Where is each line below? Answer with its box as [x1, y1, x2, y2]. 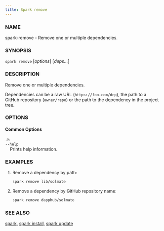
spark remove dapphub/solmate [12, 197, 75, 202]
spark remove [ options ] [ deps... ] [5, 58, 70, 64]
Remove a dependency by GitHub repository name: [12, 188, 117, 194]
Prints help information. [9, 146, 58, 152]
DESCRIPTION [5, 71, 40, 77]
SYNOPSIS [5, 47, 32, 54]
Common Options [5, 126, 42, 132]
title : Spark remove [5, 7, 48, 12]
